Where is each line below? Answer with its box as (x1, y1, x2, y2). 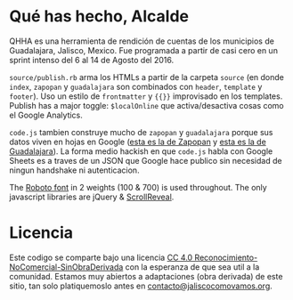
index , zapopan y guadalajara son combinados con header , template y (9, 81, 263, 92)
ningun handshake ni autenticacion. (9, 165, 140, 175)
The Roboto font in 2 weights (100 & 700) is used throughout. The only (9, 182, 267, 192)
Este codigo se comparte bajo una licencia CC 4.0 (9, 252, 193, 263)
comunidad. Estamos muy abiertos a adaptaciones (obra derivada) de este (9, 271, 283, 281)
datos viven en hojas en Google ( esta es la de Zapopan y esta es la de (9, 136, 267, 147)
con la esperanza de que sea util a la (125, 261, 260, 272)
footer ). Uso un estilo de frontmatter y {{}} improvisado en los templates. (9, 91, 283, 101)
